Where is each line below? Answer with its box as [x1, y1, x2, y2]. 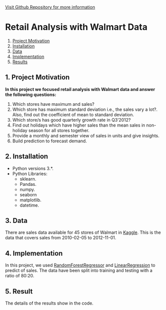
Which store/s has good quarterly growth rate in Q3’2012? [12, 117, 131, 123]
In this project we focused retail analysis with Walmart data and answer [5, 86, 155, 92]
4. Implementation [5, 249, 63, 258]
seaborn [19, 191, 37, 197]
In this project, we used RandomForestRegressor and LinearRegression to [5, 262, 156, 268]
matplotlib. [19, 197, 42, 203]
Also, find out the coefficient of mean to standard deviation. [12, 111, 134, 118]
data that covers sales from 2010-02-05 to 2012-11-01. [5, 235, 116, 241]
